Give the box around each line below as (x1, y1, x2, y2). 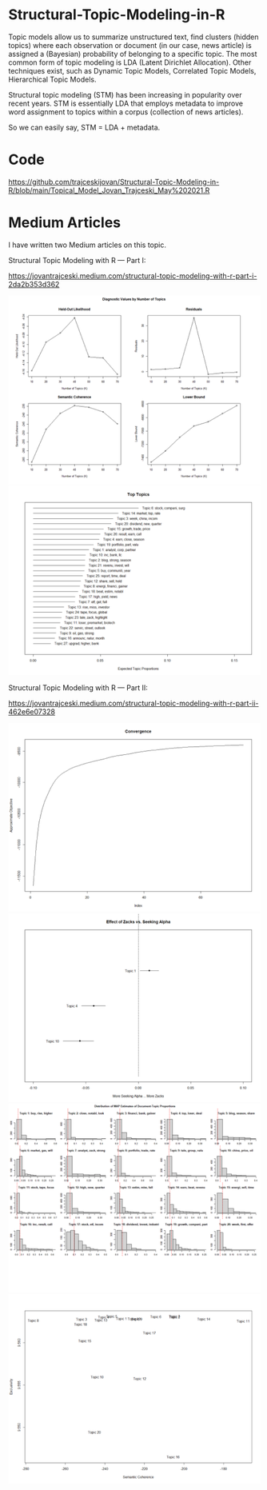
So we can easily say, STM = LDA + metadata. (8, 122, 161, 132)
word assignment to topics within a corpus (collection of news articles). (8, 106, 244, 117)
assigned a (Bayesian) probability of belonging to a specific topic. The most (8, 49, 257, 58)
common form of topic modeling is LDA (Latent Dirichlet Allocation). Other (8, 58, 252, 67)
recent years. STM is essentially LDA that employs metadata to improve (8, 98, 244, 108)
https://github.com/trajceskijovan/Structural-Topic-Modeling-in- (8, 177, 220, 186)
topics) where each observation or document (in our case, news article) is (8, 40, 252, 50)
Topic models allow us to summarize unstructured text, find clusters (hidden (8, 32, 259, 42)
